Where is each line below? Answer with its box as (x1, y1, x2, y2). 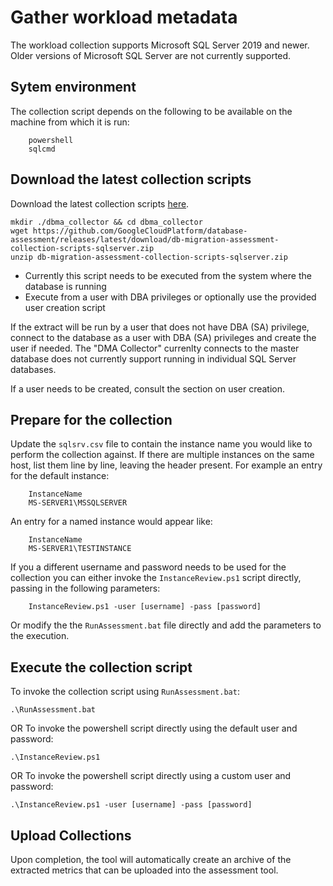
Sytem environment (10, 79, 137, 96)
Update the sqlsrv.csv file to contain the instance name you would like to (10, 438, 313, 450)
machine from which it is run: (10, 116, 130, 128)
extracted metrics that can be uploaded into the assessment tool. (10, 864, 279, 876)
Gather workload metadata (10, 6, 238, 29)
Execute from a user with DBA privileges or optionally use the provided (24, 291, 317, 303)
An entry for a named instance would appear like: (10, 516, 213, 528)
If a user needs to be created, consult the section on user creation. (10, 382, 286, 395)
